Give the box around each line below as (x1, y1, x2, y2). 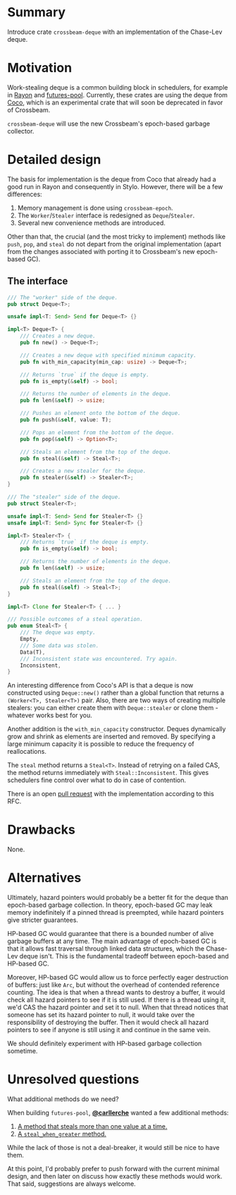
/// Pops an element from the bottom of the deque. (20, 428, 175, 436)
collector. (7, 126, 35, 135)
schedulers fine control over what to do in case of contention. (7, 776, 187, 784)
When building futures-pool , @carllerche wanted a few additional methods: (7, 1109, 229, 1117)
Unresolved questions (7, 1071, 139, 1088)
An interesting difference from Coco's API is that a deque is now (7, 681, 194, 690)
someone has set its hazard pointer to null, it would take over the (7, 1011, 195, 1019)
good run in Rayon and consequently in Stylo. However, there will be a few (7, 182, 223, 191)
